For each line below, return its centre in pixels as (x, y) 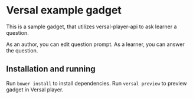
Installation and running (51, 69)
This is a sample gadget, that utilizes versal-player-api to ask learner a (91, 27)
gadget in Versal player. (35, 90)
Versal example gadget (64, 10)
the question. (22, 50)
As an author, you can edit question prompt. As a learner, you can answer (95, 44)
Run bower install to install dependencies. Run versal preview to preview (97, 83)
